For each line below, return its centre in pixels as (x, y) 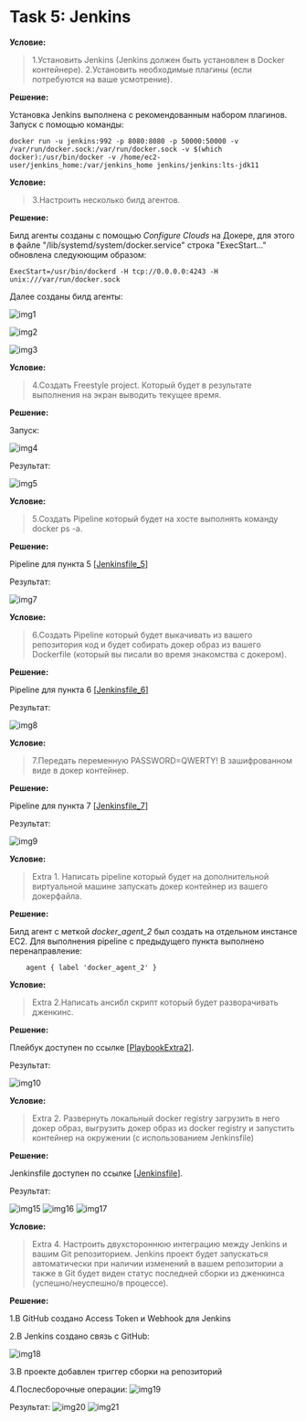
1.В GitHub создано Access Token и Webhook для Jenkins (120, 1318)
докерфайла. (57, 896)
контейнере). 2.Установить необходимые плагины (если (142, 69)
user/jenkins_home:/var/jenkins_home (81, 165)
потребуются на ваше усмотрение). (102, 79)
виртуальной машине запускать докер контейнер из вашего (149, 886)
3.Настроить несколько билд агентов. (106, 199)
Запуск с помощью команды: (67, 124)
